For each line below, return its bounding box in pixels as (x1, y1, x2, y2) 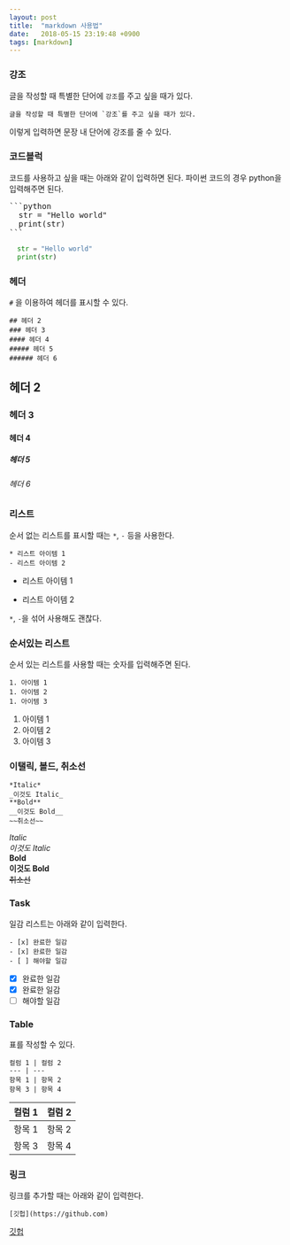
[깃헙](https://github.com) (9, 1210, 109, 1218)
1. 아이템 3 (9, 697, 48, 707)
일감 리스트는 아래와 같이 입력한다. (9, 918, 127, 929)
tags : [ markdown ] (9, 37, 73, 47)
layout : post (9, 12, 57, 22)
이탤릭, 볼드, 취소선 (9, 760, 87, 772)
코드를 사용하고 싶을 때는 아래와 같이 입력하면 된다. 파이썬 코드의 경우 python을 (9, 172, 282, 182)
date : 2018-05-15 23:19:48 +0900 (9, 29, 141, 38)
